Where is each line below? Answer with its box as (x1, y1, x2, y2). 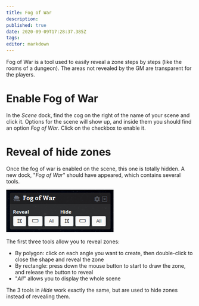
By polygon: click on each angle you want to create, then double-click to (14, 249, 193, 256)
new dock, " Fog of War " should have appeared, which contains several (6, 171, 181, 179)
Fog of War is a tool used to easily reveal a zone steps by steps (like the (6, 59, 182, 65)
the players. (6, 71, 36, 78)
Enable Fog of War (6, 92, 98, 106)
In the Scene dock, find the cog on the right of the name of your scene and (6, 111, 190, 119)
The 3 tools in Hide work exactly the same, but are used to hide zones (6, 286, 178, 293)
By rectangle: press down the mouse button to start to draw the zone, (14, 262, 186, 269)
